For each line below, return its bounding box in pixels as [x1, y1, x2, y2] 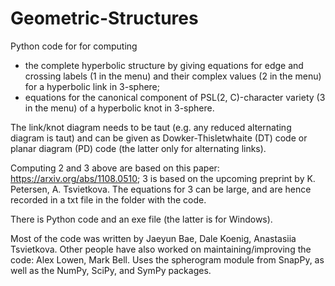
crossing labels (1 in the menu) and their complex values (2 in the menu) [24, 70, 322, 82]
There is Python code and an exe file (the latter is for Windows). [10, 213, 273, 225]
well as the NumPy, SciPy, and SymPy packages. [10, 264, 212, 276]
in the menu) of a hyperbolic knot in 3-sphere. [24, 102, 215, 114]
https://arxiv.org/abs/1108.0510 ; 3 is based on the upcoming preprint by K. [10, 172, 316, 184]
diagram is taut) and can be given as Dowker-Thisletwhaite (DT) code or [10, 132, 308, 144]
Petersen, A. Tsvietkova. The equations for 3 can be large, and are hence [10, 183, 312, 195]
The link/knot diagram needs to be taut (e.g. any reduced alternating [10, 121, 292, 133]
